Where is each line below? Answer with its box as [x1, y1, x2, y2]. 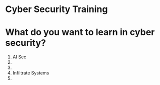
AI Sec [12, 54, 27, 60]
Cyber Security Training [5, 4, 108, 15]
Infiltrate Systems [12, 70, 49, 76]
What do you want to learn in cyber [5, 27, 155, 38]
